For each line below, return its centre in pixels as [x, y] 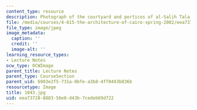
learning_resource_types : [38, 55]
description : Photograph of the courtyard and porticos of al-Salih [91, 17]
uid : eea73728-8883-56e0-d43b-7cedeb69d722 [60, 98]
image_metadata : [26, 33]
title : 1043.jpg [26, 93]
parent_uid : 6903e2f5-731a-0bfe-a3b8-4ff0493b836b [69, 82]
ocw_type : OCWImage [30, 65]
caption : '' [26, 38]
